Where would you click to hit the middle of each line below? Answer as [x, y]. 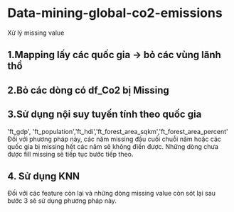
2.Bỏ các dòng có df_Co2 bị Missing [88, 90]
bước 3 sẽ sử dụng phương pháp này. [62, 201]
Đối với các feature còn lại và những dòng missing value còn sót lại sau [111, 194]
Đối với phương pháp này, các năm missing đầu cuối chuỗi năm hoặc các [115, 139]
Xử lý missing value [36, 33]
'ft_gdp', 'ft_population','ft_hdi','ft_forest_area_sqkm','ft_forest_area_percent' [118, 131]
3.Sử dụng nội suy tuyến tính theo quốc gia [105, 115]
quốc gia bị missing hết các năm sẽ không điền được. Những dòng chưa [113, 146]
